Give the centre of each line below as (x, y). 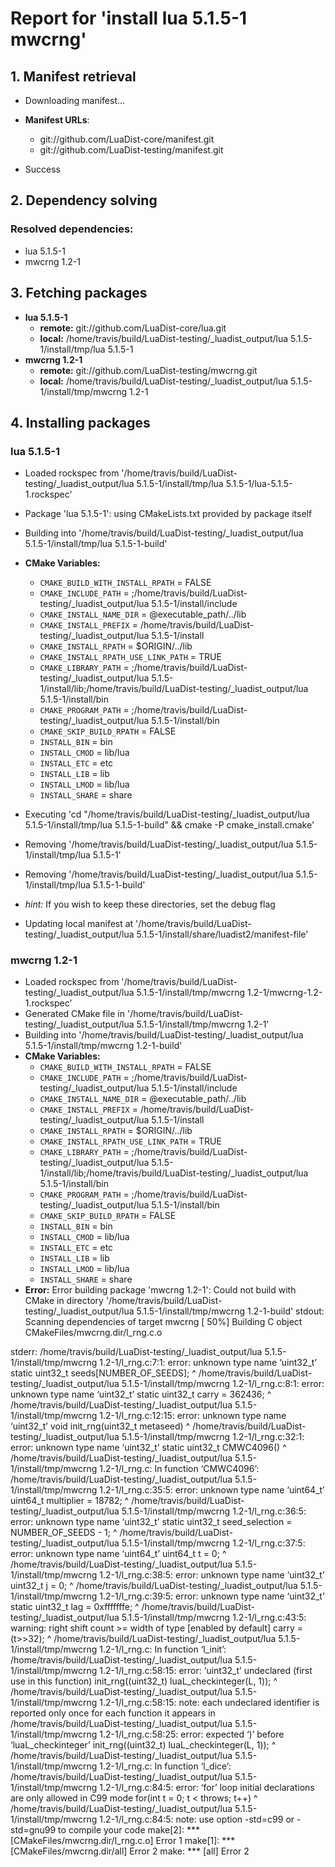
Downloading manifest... (75, 100)
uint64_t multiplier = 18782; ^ (70, 1501)
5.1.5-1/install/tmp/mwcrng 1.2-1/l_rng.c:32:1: (213, 1437)
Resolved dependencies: (72, 229)
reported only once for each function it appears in (113, 1713)
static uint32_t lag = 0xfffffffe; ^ (75, 1607)
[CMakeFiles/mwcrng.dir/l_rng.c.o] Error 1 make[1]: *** (123, 1841)
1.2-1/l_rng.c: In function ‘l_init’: (163, 1649)
